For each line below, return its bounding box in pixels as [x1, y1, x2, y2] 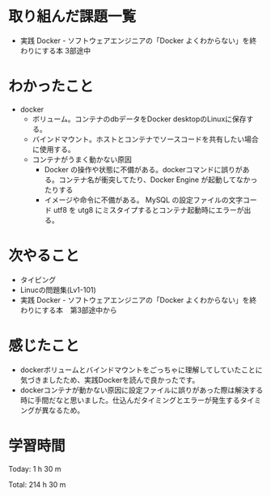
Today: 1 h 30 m [8, 464, 61, 473]
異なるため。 [41, 405, 85, 415]
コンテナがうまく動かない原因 [32, 155, 132, 164]
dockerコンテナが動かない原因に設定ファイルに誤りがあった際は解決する [19, 385, 264, 395]
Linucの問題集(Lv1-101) [19, 285, 97, 295]
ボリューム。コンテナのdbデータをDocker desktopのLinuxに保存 [32, 114, 247, 124]
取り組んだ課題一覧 [8, 7, 137, 26]
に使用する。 [32, 144, 75, 154]
